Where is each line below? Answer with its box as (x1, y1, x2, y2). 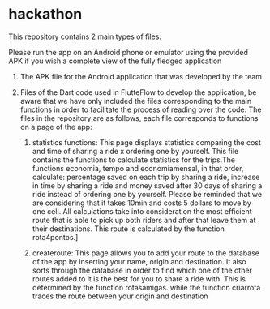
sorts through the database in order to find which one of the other (32, 265, 253, 275)
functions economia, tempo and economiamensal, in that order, (32, 163, 244, 173)
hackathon (8, 5, 83, 24)
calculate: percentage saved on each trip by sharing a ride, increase (32, 172, 260, 182)
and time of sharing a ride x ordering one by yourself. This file (32, 146, 239, 156)
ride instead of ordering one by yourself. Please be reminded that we (32, 189, 262, 199)
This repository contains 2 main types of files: (8, 32, 162, 41)
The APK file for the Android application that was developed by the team (19, 71, 262, 81)
